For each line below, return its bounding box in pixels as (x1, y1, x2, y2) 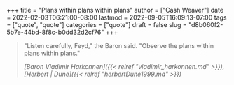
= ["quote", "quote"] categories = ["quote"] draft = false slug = (6, 21, 187, 29)
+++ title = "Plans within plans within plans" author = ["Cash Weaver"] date (6, 6, 224, 14)
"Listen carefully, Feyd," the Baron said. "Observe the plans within (23, 42, 214, 49)
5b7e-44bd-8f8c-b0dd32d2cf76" (6, 28, 104, 36)
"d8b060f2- (188, 21, 223, 29)
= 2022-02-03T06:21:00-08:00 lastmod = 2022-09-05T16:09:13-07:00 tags (6, 13, 227, 22)
